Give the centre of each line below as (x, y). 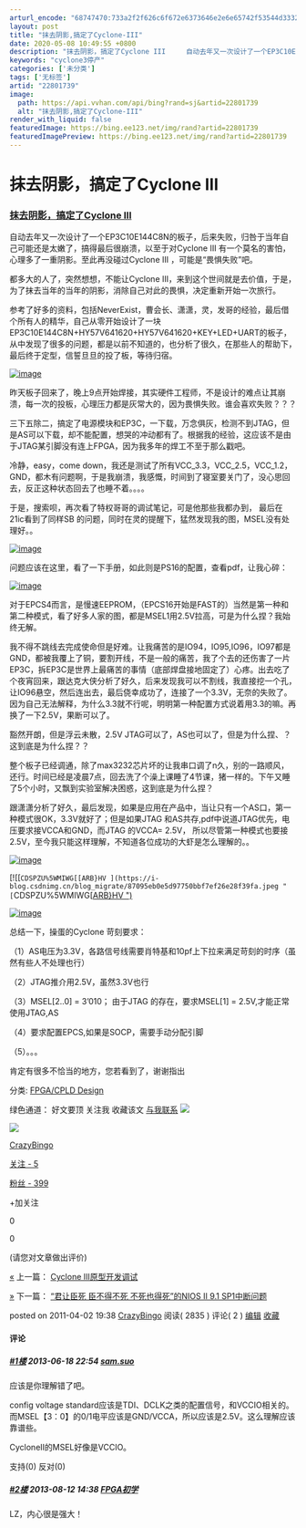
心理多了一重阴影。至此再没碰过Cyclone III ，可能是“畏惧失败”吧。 (133, 260)
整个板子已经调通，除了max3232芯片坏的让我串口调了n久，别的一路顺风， (149, 765)
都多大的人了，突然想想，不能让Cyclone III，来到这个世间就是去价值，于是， (153, 279)
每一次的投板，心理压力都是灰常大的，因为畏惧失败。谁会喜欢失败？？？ (161, 404)
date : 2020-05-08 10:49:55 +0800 (73, 43)
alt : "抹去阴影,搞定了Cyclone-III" (80, 111)
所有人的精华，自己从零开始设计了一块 (89, 321)
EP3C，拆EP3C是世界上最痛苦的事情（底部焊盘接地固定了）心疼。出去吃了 (150, 670)
